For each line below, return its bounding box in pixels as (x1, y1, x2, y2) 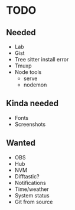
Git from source (14, 198, 53, 205)
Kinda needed (6, 98, 59, 109)
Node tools (14, 69, 42, 75)
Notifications (14, 179, 46, 186)
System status (14, 192, 50, 199)
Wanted (6, 138, 36, 148)
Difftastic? (14, 172, 40, 180)
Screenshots (14, 121, 46, 128)
